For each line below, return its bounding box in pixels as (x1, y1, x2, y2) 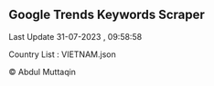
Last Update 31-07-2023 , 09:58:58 (8, 31, 143, 42)
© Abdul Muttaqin (8, 66, 77, 77)
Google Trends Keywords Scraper (8, 7, 205, 23)
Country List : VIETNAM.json (8, 49, 116, 60)
